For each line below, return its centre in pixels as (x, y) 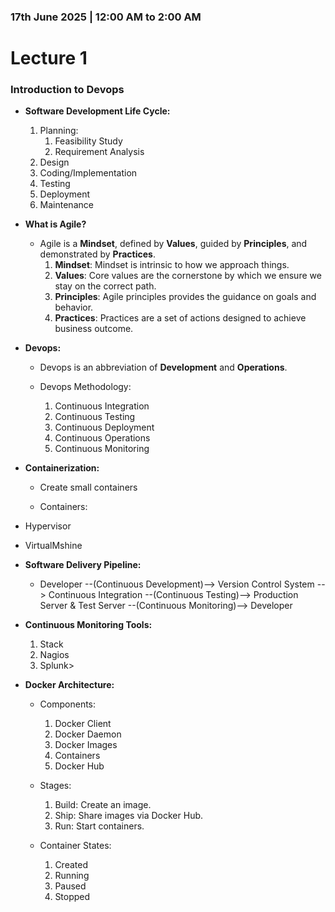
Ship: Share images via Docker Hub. (129, 816)
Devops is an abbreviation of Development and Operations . (163, 367)
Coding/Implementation (88, 173)
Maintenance (66, 205)
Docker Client (83, 724)
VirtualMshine (53, 546)
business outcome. (94, 329)
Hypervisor (48, 526)
